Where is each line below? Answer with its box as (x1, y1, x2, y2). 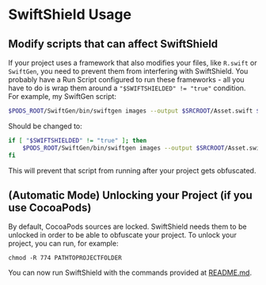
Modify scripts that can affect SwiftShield (8, 37, 218, 51)
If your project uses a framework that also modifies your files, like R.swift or (8, 58, 257, 67)
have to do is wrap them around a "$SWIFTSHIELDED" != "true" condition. (8, 83, 246, 93)
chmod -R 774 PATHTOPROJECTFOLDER (8, 254, 123, 262)
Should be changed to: (8, 121, 83, 131)
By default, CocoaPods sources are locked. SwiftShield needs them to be (8, 222, 247, 231)
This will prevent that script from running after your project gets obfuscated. (8, 165, 256, 175)
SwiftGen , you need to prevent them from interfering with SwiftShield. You (8, 66, 249, 76)
